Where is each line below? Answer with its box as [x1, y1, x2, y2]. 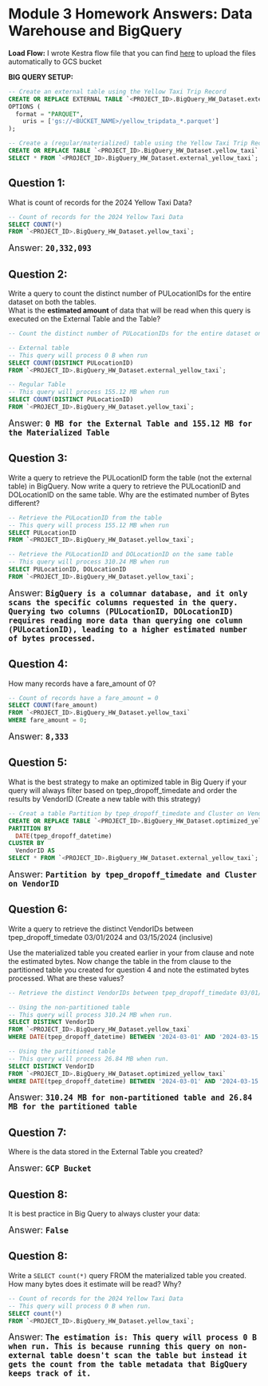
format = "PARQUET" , [15, 110, 84, 118]
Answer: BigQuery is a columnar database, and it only [8, 587, 248, 599]
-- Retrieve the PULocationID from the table [8, 513, 162, 522]
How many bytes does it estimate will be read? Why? [8, 1279, 182, 1288]
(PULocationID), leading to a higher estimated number [8, 624, 247, 635]
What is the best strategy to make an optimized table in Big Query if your [8, 777, 247, 787]
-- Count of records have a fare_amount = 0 [8, 694, 159, 702]
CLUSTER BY [8, 839, 45, 847]
